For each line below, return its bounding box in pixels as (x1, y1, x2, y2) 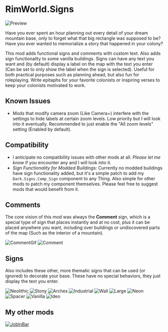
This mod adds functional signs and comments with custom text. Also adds (5, 50, 161, 56)
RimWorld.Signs (5, 4, 74, 15)
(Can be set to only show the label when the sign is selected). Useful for (5, 66, 155, 72)
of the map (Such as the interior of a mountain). (5, 230, 104, 236)
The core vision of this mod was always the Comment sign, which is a (5, 214, 151, 220)
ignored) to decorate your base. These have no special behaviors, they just (5, 273, 161, 279)
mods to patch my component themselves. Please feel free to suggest (12, 181, 158, 187)
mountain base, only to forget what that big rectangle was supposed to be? (5, 35, 161, 41)
